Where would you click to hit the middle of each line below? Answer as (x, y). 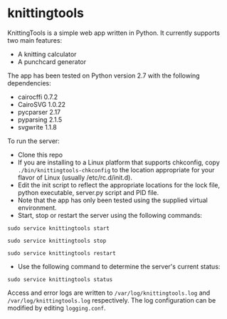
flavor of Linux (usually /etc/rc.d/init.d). (75, 177)
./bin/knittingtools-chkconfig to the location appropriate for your (116, 169)
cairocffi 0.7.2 (38, 97)
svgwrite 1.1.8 (37, 127)
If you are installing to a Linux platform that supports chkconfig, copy (119, 162)
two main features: (35, 40)
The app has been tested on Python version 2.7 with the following (104, 75)
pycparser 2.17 (39, 112)
